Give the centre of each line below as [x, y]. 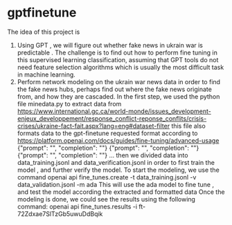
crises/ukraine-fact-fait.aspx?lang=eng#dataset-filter [93, 126]
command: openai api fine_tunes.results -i [77, 206]
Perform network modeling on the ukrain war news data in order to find [118, 81]
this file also [188, 126]
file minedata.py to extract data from [69, 104]
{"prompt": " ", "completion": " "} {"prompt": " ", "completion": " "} [108, 148]
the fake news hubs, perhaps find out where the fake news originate [115, 89]
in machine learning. [46, 75]
